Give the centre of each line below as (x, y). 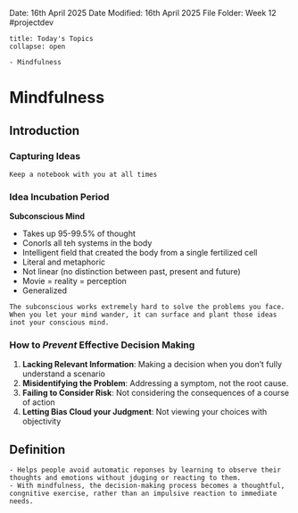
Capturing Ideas (45, 156)
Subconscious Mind (47, 216)
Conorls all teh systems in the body (87, 243)
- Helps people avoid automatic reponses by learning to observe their (145, 470)
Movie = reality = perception (74, 282)
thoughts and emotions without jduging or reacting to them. (125, 478)
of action (38, 402)
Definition (37, 449)
